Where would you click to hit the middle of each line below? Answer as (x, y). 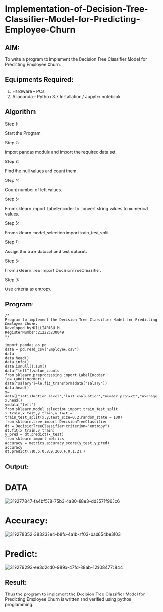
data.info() (17, 362)
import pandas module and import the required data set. (61, 152)
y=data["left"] (20, 405)
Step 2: (12, 143)
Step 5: (12, 199)
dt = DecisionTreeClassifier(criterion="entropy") (57, 426)
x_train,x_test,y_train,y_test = (39, 414)
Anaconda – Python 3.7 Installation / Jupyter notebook (66, 96)
